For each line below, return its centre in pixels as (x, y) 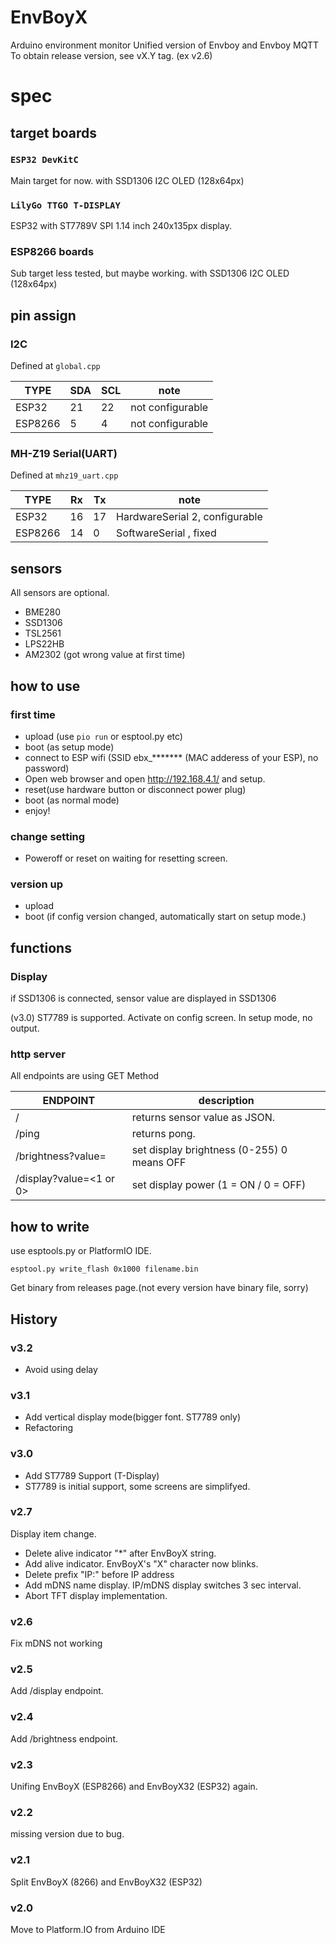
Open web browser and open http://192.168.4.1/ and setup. (145, 778)
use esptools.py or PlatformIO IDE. (81, 1251)
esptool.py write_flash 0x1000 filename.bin (104, 1269)
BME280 (43, 612)
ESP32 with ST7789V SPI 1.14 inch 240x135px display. (121, 226)
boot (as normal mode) (72, 800)
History (34, 1319)
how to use (45, 686)
